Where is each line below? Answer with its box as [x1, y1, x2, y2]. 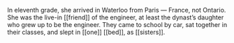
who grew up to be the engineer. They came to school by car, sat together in [7, 21, 228, 28]
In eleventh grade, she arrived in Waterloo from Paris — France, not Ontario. [7, 6, 226, 14]
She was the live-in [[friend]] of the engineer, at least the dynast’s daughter [7, 13, 224, 21]
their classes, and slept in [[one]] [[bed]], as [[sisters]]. [7, 28, 166, 36]
